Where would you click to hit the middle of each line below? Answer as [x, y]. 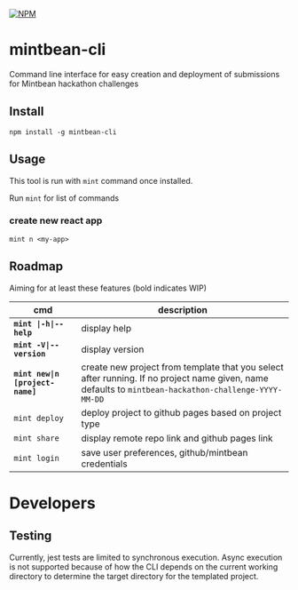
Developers [52, 503]
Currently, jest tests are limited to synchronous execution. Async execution [146, 557]
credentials [104, 464]
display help [106, 328]
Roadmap [36, 267]
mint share [36, 438]
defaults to [103, 389]
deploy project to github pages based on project [181, 412]
